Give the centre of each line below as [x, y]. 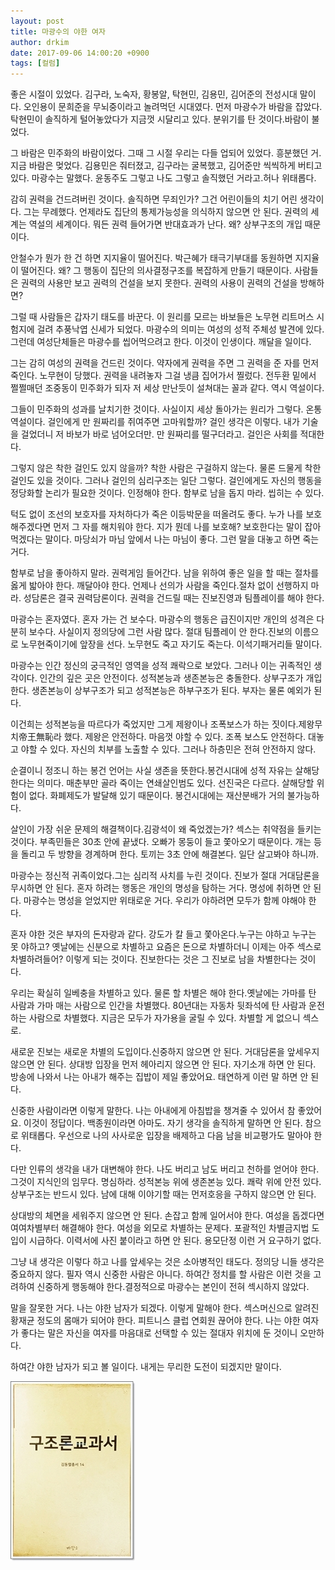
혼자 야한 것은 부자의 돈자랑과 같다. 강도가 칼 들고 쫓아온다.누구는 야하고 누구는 [163, 934]
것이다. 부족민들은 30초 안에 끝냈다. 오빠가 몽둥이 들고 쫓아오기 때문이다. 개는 [161, 842]
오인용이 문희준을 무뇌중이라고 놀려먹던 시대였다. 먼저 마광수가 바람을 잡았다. [173, 107]
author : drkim [40, 42]
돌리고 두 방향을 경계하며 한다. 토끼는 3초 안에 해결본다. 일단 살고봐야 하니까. [170, 854]
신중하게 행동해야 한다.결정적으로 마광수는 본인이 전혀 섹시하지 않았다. [173, 1287]
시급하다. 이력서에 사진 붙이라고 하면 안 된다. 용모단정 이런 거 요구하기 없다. [175, 1241]
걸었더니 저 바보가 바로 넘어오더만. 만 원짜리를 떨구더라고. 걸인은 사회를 [159, 434]
